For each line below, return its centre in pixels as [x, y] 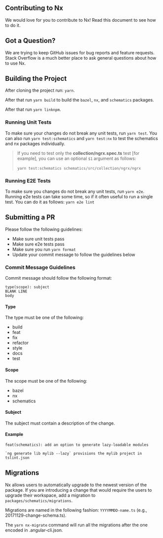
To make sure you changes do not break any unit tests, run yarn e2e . [75, 191]
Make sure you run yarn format [44, 249]
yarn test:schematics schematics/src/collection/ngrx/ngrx [79, 168]
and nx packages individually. [35, 143]
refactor [20, 343]
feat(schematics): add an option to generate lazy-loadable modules [77, 445]
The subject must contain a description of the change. [60, 423]
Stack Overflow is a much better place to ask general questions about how [81, 58]
